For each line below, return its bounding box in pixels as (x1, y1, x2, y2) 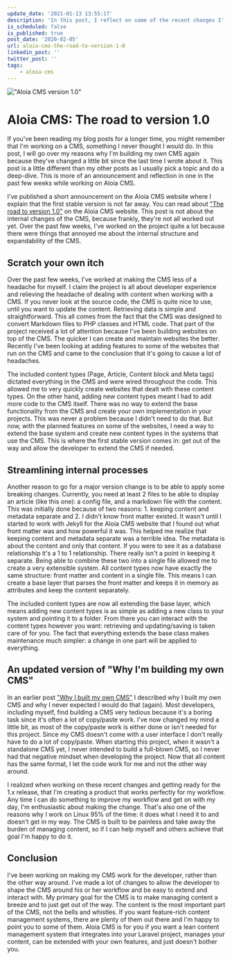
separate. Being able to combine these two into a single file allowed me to (7, 557, 218, 565)
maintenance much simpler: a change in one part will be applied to (7, 637, 197, 645)
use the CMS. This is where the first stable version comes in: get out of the (7, 437, 221, 445)
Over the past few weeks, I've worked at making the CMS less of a (7, 275, 197, 284)
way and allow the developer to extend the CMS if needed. (7, 444, 175, 453)
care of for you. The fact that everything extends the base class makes (7, 629, 210, 637)
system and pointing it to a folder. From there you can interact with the (7, 615, 208, 623)
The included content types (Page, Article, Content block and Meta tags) (7, 370, 215, 379)
